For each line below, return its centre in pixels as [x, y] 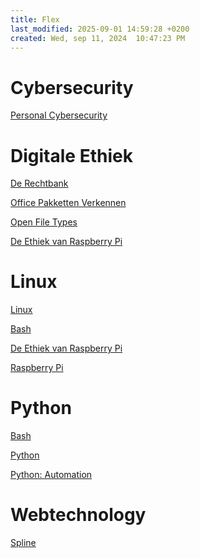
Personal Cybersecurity [59, 115]
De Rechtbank [39, 183]
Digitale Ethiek [71, 155]
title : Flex [35, 19]
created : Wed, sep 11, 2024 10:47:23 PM [98, 38]
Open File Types [44, 222]
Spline [23, 543]
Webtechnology [78, 515]
